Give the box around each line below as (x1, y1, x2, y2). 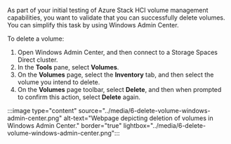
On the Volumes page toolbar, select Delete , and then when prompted (17, 86, 222, 93)
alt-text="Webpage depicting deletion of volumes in (63, 114, 213, 122)
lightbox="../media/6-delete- (123, 122, 206, 129)
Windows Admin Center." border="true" (7, 122, 122, 129)
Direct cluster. (17, 55, 58, 64)
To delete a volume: (7, 34, 65, 43)
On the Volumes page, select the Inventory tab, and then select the (17, 70, 214, 79)
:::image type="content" (7, 107, 77, 114)
